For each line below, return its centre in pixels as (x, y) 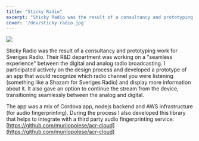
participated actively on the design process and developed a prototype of (97, 70)
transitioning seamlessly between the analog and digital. (75, 95)
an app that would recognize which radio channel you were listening (90, 76)
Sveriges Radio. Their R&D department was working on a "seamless (89, 57)
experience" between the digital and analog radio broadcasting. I (86, 64)
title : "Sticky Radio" (34, 12)
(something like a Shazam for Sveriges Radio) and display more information (99, 82)
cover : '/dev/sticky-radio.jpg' (46, 23)
